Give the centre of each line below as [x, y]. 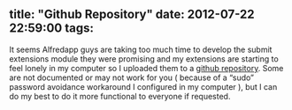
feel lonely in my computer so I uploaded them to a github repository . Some [146, 68]
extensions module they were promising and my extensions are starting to [144, 59]
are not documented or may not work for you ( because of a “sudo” [132, 77]
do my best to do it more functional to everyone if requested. [120, 96]
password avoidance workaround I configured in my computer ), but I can [143, 86]
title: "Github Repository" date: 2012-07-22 [132, 15]
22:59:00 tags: [52, 29]
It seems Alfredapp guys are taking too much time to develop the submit [141, 49]
